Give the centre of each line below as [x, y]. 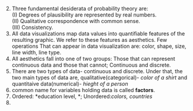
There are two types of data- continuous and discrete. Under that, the [97, 71]
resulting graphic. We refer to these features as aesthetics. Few [89, 40]
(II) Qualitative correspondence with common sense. [76, 21]
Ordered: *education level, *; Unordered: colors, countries [82, 96]
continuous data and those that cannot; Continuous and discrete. [91, 65]
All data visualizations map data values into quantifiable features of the [98, 34]
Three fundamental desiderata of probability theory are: [80, 9]
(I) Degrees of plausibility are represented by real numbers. [84, 15]
